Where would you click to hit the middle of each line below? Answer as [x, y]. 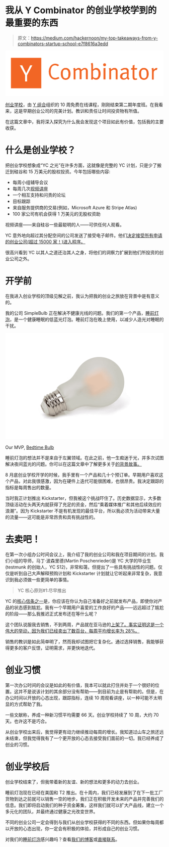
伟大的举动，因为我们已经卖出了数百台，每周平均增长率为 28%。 [72, 631]
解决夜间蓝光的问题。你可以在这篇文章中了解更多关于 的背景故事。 [73, 464]
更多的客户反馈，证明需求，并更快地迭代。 [54, 648]
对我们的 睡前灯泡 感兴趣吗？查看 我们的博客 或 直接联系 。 [62, 839]
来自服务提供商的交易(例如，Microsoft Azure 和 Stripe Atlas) [75, 208]
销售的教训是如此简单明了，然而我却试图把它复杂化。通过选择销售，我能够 [82, 641]
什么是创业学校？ [41, 150]
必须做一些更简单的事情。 [45, 580]
